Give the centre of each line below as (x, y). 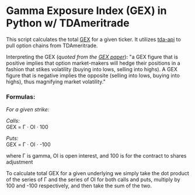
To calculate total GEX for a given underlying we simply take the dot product (98, 173)
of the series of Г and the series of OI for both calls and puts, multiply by (93, 180)
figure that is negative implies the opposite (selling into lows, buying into (93, 75)
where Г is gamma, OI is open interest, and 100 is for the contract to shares (96, 156)
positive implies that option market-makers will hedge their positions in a (93, 63)
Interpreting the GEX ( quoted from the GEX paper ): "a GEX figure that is (92, 57)
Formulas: (21, 96)
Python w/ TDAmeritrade (68, 23)
